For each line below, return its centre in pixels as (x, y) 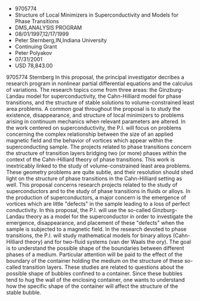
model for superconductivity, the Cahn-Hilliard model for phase (104, 96)
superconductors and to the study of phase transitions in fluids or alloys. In (99, 191)
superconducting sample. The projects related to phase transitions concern (99, 147)
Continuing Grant (36, 46)
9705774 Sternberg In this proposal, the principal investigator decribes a (95, 77)
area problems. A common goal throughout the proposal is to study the (93, 109)
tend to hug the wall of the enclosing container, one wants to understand (96, 280)
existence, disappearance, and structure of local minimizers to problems (95, 115)
